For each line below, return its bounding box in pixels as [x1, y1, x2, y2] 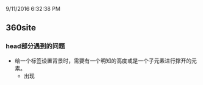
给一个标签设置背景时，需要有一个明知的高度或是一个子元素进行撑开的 [14, 57, 192, 64]
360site [6, 22, 36, 33]
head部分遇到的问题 [6, 42, 65, 50]
